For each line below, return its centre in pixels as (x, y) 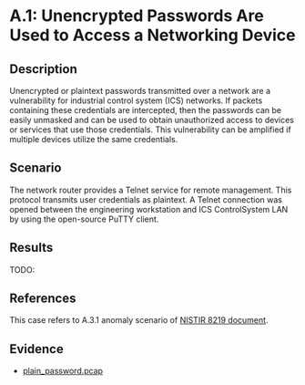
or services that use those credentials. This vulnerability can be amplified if (150, 130)
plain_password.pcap (62, 371)
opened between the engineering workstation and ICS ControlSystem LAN (149, 209)
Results (31, 248)
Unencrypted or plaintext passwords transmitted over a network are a (140, 91)
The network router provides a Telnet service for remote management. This (151, 190)
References (43, 299)
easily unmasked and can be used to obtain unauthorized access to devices (152, 120)
